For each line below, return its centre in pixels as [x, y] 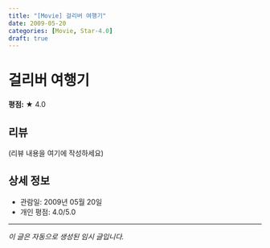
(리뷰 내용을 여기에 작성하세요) [56, 153]
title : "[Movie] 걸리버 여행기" [57, 16]
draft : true [28, 38]
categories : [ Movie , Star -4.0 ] [61, 31]
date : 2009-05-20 [37, 23]
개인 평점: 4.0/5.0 [48, 212]
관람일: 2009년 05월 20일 [61, 201]
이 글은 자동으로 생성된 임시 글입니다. [66, 236]
